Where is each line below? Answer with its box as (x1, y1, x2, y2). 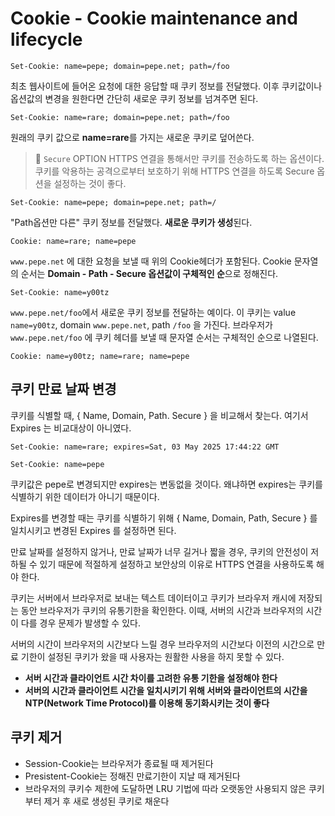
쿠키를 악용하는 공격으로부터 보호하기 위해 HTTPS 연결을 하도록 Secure (34, 165, 315, 177)
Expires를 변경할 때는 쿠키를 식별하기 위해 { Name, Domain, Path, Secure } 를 (10, 512, 318, 524)
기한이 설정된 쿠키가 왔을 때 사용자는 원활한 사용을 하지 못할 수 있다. (20, 650, 285, 662)
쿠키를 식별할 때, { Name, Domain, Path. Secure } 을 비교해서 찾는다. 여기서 (10, 409, 309, 421)
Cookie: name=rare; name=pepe (10, 236, 137, 246)
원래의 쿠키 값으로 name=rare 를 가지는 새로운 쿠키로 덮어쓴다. (10, 131, 255, 143)
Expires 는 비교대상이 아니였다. (10, 422, 132, 434)
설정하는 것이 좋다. (53, 177, 127, 189)
